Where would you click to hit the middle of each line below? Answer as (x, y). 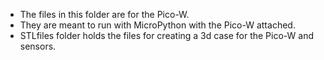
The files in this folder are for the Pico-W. (104, 14)
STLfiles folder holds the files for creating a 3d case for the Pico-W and (166, 35)
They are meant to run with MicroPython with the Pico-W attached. (157, 25)
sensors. (38, 46)
